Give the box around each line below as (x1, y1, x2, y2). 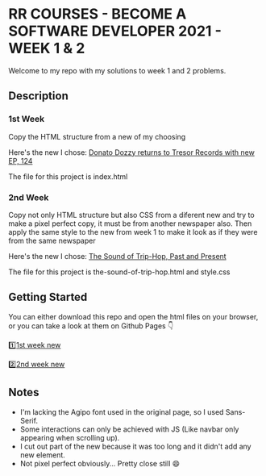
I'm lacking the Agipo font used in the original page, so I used (19, 407, 224, 416)
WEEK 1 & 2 (8, 40, 85, 57)
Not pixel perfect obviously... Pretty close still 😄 (19, 458, 180, 468)
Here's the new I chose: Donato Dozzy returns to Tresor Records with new (8, 147, 256, 157)
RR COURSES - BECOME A (8, 5, 187, 23)
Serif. (19, 415, 39, 425)
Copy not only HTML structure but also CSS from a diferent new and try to (8, 210, 256, 219)
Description (8, 90, 69, 103)
